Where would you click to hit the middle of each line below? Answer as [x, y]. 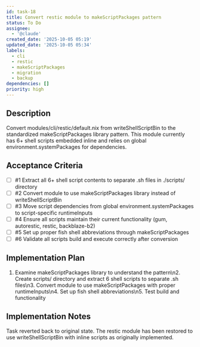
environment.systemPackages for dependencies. [67, 147]
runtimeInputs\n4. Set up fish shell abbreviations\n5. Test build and [97, 291]
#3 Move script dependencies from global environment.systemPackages [104, 206]
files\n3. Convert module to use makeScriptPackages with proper [95, 285]
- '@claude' [27, 34]
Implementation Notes [49, 317]
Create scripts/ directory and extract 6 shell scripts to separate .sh [97, 278]
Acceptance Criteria [44, 165]
